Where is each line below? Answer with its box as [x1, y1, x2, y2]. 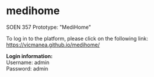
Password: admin [6, 65, 49, 72]
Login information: [6, 52, 53, 59]
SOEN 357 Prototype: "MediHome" [6, 24, 91, 31]
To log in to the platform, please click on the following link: [6, 35, 148, 42]
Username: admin [6, 59, 50, 66]
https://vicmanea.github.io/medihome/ [6, 41, 100, 48]
